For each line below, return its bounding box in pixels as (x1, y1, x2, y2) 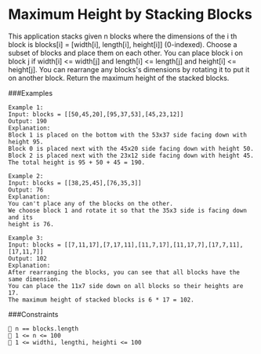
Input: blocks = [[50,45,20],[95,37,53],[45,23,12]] (8, 110, 184, 119)
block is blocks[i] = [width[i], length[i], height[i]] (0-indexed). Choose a (8, 39, 237, 49)
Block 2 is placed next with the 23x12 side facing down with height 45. (8, 151, 255, 159)
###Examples (8, 88, 53, 97)
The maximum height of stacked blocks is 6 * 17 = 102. (8, 296, 194, 304)
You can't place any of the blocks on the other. (8, 199, 174, 207)
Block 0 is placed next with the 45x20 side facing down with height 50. (8, 144, 255, 152)
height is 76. (8, 220, 55, 228)
